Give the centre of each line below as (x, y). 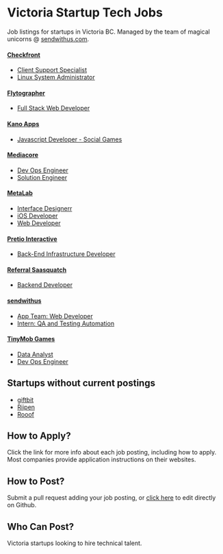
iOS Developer (37, 216)
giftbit (25, 400)
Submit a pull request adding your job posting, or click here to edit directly (112, 498)
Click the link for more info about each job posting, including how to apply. (112, 452)
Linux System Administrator (56, 78)
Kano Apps (23, 124)
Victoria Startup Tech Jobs (85, 13)
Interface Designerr (44, 208)
